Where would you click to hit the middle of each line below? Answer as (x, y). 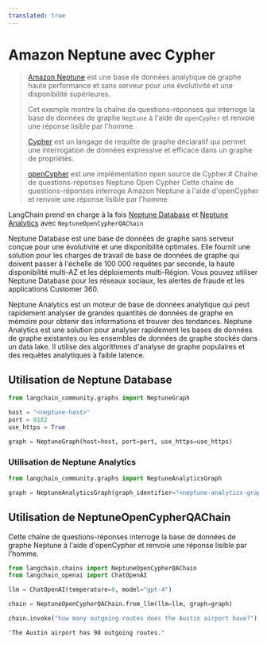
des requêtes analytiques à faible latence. (77, 355)
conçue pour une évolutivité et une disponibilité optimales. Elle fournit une (130, 246)
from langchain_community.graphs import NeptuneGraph (99, 398)
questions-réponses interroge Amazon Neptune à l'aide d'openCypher (143, 191)
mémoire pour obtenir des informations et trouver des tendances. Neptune (130, 321)
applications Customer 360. (54, 289)
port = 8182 (28, 420)
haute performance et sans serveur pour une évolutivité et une (130, 85)
